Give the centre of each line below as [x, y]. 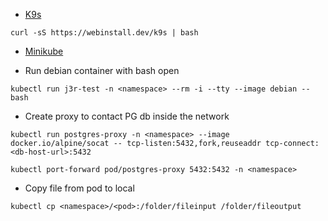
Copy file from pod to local [79, 188]
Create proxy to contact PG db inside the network [127, 116]
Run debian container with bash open [102, 70]
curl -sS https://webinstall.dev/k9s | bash [104, 33]
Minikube [44, 51]
